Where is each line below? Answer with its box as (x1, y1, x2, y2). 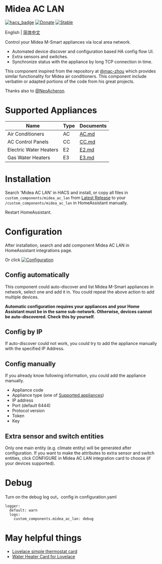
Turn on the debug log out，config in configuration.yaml (5, 494, 117, 500)
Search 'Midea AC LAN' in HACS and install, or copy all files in (5, 189, 128, 195)
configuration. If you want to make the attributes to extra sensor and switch (5, 450, 155, 456)
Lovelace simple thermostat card (12, 548, 78, 554)
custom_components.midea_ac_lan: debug (13, 516, 94, 521)
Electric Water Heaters (7, 146, 59, 153)
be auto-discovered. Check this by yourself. (5, 313, 95, 319)
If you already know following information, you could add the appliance (5, 373, 146, 378)
